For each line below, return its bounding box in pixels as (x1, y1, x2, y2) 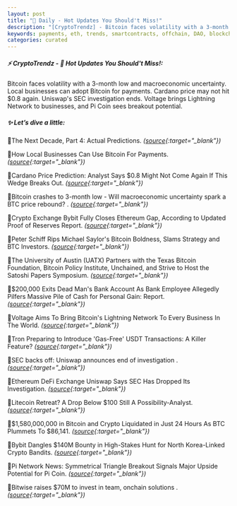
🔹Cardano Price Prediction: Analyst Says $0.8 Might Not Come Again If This (7, 171, 228, 180)
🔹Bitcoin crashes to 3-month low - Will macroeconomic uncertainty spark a (7, 192, 226, 201)
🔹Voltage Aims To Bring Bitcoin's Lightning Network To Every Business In (7, 314, 221, 322)
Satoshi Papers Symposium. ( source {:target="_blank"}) (7, 271, 169, 280)
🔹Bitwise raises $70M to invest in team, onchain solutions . (7, 483, 178, 492)
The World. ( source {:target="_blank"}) (7, 321, 119, 329)
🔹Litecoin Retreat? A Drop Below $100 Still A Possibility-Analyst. (7, 399, 193, 407)
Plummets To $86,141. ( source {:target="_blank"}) (7, 427, 150, 435)
